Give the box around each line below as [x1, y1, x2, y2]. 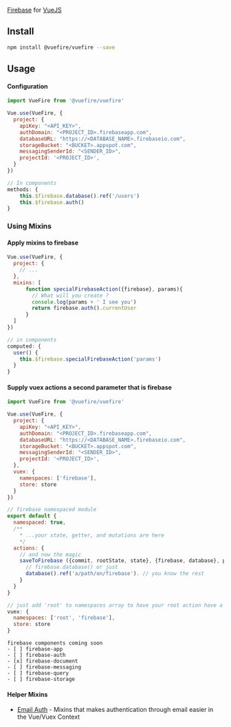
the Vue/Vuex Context [16, 713, 80, 721]
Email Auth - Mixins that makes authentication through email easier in [16, 706, 214, 714]
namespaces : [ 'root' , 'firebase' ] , [13, 614, 115, 621]
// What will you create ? [32, 292, 109, 299]
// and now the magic [19, 551, 81, 558]
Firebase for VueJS [7, 6, 62, 14]
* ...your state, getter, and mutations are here [19, 532, 165, 539]
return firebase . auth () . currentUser [32, 305, 137, 312]
